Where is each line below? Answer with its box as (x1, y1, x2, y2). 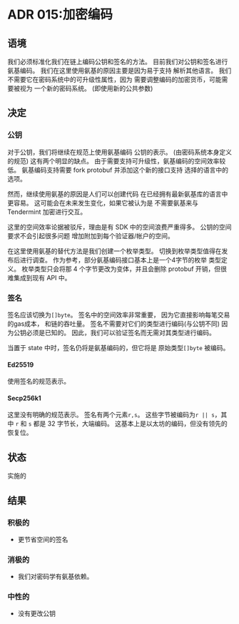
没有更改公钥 (17, 609, 56, 618)
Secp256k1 (7, 394, 41, 402)
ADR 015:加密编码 (7, 6, 113, 23)
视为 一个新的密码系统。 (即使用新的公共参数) (19, 84, 153, 93)
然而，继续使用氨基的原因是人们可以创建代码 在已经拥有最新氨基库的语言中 (7, 190, 228, 198)
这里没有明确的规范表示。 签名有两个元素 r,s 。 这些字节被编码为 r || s (7, 411, 215, 419)
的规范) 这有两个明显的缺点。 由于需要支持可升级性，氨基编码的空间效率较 (7, 156, 226, 165)
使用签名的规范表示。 (7, 377, 70, 386)
